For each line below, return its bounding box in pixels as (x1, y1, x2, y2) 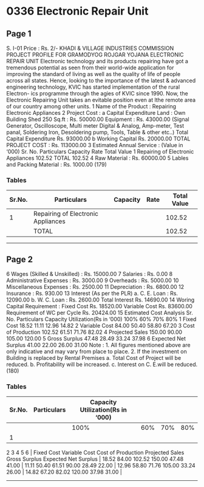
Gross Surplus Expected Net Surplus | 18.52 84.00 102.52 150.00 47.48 (6, 455, 184, 463)
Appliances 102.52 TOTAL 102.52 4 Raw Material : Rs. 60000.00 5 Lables (6, 154, 189, 162)
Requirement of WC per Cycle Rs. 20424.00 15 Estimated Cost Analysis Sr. (6, 309, 193, 317)
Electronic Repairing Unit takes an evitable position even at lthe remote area (6, 96, 196, 103)
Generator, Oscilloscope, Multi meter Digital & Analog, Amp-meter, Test (6, 122, 184, 129)
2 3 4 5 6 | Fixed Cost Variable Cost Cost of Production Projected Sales (6, 449, 185, 457)
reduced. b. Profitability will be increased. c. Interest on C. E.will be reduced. (6, 361, 198, 368)
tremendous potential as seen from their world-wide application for (6, 64, 174, 71)
